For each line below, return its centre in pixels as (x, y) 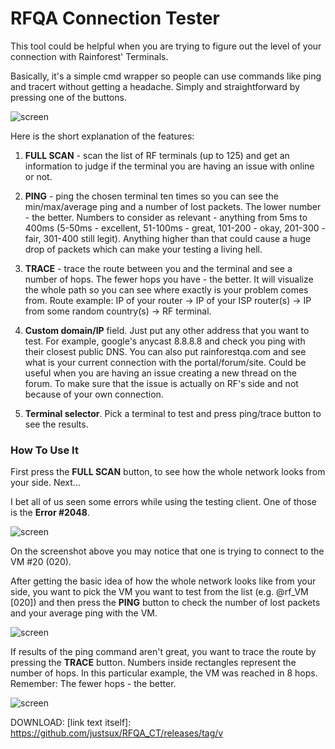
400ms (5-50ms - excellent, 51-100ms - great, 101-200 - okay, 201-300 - (175, 228)
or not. (38, 176)
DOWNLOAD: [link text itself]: (71, 723)
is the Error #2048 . (50, 513)
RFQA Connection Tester (115, 18)
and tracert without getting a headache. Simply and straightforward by (155, 86)
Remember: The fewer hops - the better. (93, 684)
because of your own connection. (94, 394)
